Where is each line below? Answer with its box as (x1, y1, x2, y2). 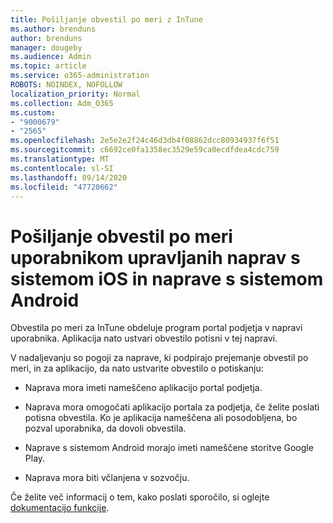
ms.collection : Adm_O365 (10, 98, 114, 108)
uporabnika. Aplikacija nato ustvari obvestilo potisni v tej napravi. (10, 332, 278, 345)
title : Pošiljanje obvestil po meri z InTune (10, 14, 203, 25)
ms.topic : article (10, 61, 87, 71)
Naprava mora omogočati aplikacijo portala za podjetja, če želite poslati (24, 401, 320, 413)
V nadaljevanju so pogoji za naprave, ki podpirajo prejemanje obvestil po (10, 352, 309, 364)
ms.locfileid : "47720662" (10, 182, 118, 192)
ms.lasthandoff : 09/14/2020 (10, 172, 128, 183)
